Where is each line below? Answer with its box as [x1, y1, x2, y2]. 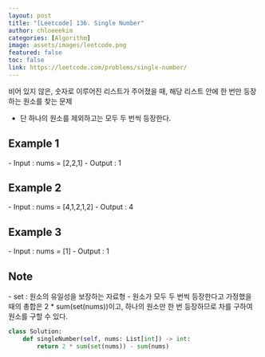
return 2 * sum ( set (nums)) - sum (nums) [37, 342, 170, 351]
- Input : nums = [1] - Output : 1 [8, 246, 109, 256]
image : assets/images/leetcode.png [8, 41, 127, 49]
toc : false [8, 57, 45, 65]
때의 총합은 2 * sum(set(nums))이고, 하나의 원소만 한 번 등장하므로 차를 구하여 [8, 302, 253, 311]
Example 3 [8, 225, 62, 239]
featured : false [8, 49, 62, 57]
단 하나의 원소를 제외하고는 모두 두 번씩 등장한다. [19, 113, 172, 123]
